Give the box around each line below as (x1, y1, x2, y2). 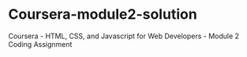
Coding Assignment (8, 39, 73, 48)
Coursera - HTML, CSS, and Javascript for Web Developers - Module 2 (8, 31, 239, 41)
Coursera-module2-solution (8, 5, 197, 23)
